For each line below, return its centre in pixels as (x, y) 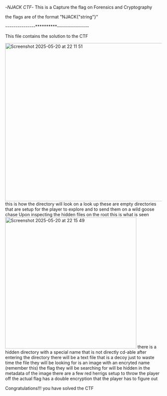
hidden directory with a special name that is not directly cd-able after (76, 352)
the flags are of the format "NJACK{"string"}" (52, 17)
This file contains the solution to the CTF (47, 36)
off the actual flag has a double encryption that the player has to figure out (82, 379)
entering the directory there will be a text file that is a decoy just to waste (80, 357)
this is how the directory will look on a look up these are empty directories (81, 204)
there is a (147, 347)
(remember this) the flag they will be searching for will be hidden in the (78, 368)
